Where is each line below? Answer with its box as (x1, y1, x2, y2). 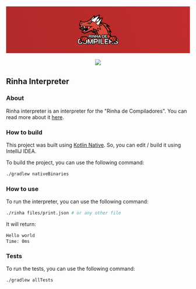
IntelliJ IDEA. (6, 147, 37, 155)
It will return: (6, 221, 36, 228)
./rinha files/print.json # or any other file (6, 210, 121, 216)
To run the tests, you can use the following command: (6, 265, 135, 272)
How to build (6, 128, 43, 136)
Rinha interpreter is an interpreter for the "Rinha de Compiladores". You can (6, 107, 187, 114)
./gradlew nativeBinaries (6, 170, 69, 177)
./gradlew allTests (6, 277, 54, 283)
